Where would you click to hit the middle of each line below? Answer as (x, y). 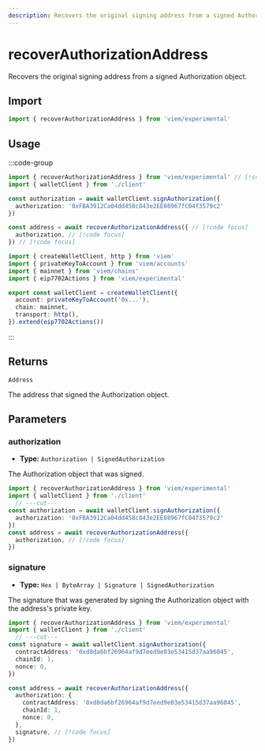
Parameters (37, 420)
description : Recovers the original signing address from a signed (121, 15)
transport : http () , (47, 315)
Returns (28, 362)
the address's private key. (50, 608)
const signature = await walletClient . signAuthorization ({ (107, 645)
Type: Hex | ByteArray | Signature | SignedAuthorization (117, 585)
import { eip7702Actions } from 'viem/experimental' (97, 278)
